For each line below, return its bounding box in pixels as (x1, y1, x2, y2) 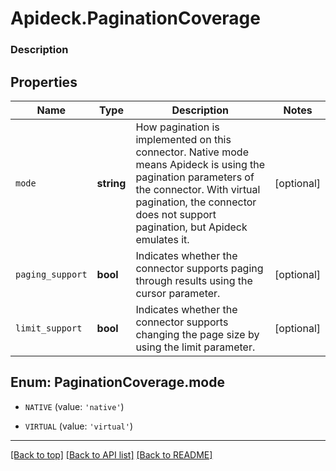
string (96, 176, 127, 190)
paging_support (15, 268, 88, 280)
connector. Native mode (135, 145, 249, 159)
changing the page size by (135, 327, 260, 341)
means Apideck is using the (135, 157, 266, 171)
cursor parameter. (135, 286, 221, 300)
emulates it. (135, 232, 190, 246)
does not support (135, 207, 217, 221)
